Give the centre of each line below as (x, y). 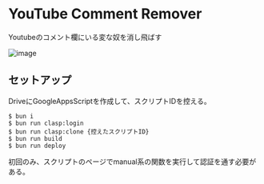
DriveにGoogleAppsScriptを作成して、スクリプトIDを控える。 (110, 101)
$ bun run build (35, 138)
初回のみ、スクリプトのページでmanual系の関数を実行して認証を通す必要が (132, 162)
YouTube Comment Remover (105, 14)
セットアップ (40, 80)
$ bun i (21, 116)
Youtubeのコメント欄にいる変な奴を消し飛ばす (85, 37)
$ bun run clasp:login (46, 123)
